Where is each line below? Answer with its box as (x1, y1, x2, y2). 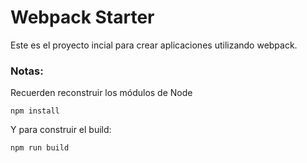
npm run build (10, 143, 70, 153)
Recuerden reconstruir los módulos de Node (10, 87, 193, 99)
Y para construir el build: (10, 124, 112, 136)
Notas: (10, 64, 44, 78)
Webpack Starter (10, 6, 155, 29)
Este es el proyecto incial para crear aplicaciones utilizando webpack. (10, 39, 298, 51)
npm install (10, 106, 60, 116)
